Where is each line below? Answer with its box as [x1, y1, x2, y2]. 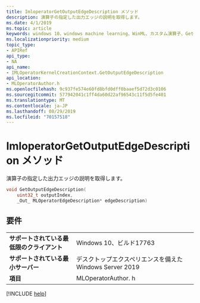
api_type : [6, 53, 31, 59]
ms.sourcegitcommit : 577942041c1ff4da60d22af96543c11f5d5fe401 [6, 92, 167, 98]
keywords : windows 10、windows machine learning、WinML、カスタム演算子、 [6, 31, 186, 37]
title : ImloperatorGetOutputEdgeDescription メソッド [6, 8, 139, 15]
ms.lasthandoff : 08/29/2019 [6, 108, 76, 114]
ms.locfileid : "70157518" [6, 114, 70, 120]
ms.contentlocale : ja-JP [6, 102, 68, 109]
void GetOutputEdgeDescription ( [6, 187, 86, 193]
